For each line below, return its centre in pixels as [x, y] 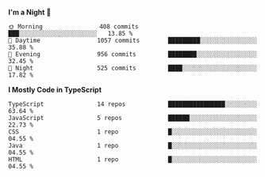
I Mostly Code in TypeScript [55, 90]
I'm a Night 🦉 [30, 12]
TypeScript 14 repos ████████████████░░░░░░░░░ [133, 104]
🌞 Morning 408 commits [73, 27]
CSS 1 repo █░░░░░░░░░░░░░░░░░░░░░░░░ [133, 132]
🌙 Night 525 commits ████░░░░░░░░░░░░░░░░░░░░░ [133, 68]
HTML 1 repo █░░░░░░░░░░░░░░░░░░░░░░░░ [133, 160]
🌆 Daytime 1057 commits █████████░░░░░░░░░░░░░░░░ [133, 40]
